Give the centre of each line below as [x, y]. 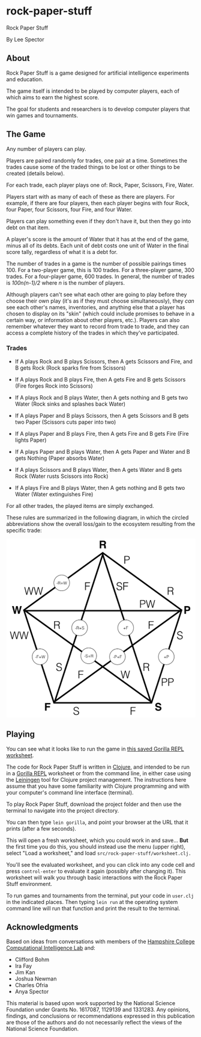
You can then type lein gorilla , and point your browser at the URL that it [97, 822]
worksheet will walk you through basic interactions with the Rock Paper [94, 878]
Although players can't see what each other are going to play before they [97, 294]
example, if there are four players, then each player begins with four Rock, [98, 203]
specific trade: [24, 530]
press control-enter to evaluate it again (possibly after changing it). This [96, 871]
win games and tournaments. [42, 115]
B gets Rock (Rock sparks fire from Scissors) [70, 368]
